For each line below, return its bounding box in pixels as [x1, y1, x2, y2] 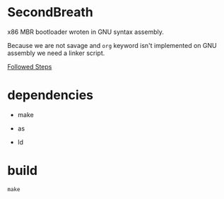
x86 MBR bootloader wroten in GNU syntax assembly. [7, 28, 164, 36]
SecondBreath [7, 4, 93, 20]
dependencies [7, 88, 94, 103]
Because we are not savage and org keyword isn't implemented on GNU [7, 41, 217, 49]
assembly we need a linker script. [7, 49, 105, 57]
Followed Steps [7, 62, 52, 71]
